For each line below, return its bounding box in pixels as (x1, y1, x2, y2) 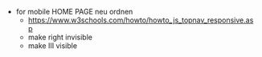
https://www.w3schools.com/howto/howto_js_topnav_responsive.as (27, 15, 254, 25)
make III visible (27, 41, 78, 51)
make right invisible (27, 32, 92, 42)
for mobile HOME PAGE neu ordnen (15, 7, 133, 16)
